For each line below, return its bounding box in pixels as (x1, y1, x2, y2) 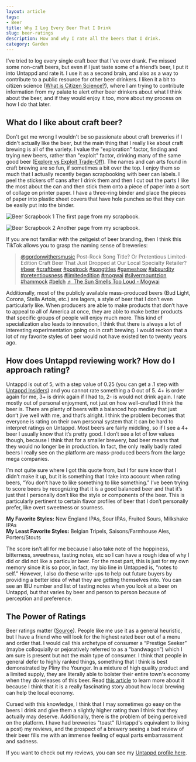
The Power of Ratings (6, 612, 86, 622)
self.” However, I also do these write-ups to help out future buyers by (6, 570, 173, 577)
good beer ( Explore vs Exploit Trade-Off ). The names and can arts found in (6, 158, 187, 165)
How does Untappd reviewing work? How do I (6, 356, 176, 366)
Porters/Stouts (6, 533, 41, 541)
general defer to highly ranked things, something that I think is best (6, 658, 168, 666)
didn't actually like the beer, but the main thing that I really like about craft (6, 139, 183, 146)
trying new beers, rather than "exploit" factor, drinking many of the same (6, 151, 181, 158)
